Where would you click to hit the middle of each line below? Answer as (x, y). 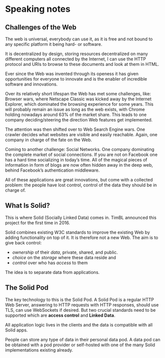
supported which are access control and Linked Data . (60, 315)
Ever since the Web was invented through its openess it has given (72, 74)
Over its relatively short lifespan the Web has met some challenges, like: (78, 94)
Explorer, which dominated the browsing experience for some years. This (79, 104)
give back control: (23, 242)
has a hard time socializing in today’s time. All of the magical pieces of (76, 160)
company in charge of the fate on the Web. (49, 140)
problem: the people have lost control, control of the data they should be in (81, 185)
